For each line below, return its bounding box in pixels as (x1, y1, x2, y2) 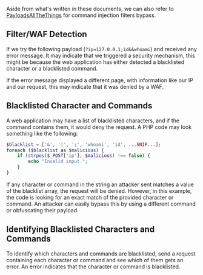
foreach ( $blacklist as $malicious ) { (6, 147, 104, 153)
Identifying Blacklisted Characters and (6, 225, 155, 235)
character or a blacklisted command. (6, 64, 98, 72)
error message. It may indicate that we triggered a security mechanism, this (6, 52, 195, 59)
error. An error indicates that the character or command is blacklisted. (6, 263, 181, 270)
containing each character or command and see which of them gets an (6, 256, 184, 263)
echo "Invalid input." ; (28, 158, 88, 165)
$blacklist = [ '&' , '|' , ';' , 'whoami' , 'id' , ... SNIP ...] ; (6, 141, 162, 148)
